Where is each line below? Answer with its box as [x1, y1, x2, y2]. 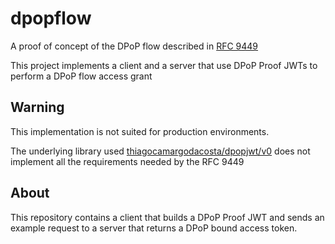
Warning [10, 99, 65, 116]
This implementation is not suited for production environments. [10, 125, 270, 137]
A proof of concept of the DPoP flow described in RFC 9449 [10, 40, 259, 52]
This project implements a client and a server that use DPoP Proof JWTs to [10, 59, 318, 71]
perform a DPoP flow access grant [10, 70, 153, 82]
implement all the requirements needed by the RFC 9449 [10, 155, 245, 167]
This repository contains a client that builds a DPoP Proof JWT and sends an [10, 211, 325, 223]
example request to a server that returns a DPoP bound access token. [10, 222, 298, 234]
